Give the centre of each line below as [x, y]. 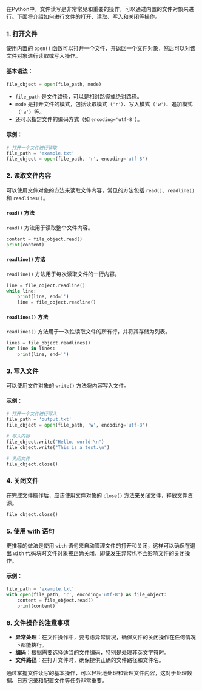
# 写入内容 [18, 436]
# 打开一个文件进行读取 [32, 148]
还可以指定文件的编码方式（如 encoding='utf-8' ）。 [79, 119]
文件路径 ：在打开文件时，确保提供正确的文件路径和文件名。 [89, 660]
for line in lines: [31, 349]
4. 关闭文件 [22, 481]
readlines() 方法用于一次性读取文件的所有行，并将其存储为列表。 [89, 332]
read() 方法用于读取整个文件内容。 [50, 228]
